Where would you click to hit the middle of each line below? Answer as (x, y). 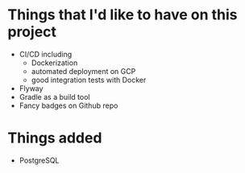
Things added (55, 138)
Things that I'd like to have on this (123, 15)
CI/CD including (46, 54)
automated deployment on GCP (83, 71)
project (32, 32)
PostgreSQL (39, 160)
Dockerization (54, 63)
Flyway (31, 88)
